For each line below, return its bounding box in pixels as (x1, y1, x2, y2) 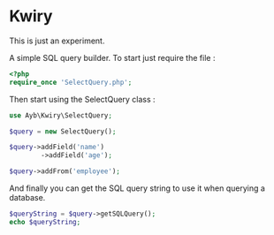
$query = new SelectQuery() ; (9, 126, 117, 136)
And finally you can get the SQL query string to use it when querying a (9, 183, 265, 193)
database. (9, 193, 46, 203)
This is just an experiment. (9, 35, 105, 46)
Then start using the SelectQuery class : (9, 94, 156, 104)
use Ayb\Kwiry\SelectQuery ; (9, 110, 113, 120)
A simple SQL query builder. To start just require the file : (9, 52, 216, 63)
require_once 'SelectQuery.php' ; (9, 78, 133, 87)
